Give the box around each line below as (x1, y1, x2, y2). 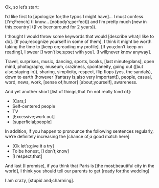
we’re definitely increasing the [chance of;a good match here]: (5, 134, 131, 139)
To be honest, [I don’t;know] (12, 148, 69, 154)
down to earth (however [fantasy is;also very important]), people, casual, (5, 74, 152, 80)
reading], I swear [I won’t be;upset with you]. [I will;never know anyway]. (5, 49, 152, 55)
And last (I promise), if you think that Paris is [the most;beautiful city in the (5, 163, 155, 168)
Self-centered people (12, 104, 55, 109)
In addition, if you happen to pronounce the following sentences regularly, (5, 128, 154, 134)
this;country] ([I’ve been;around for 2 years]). (5, 24, 97, 30)
